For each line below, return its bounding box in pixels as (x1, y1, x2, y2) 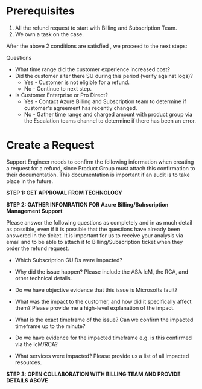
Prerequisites (6, 4, 75, 18)
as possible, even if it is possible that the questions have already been (6, 225, 180, 233)
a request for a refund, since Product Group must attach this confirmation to (6, 164, 195, 172)
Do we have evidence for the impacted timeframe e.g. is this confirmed (14, 334, 192, 341)
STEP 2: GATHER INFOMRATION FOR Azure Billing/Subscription (6, 201, 169, 208)
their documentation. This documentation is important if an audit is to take (6, 171, 190, 178)
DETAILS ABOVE (6, 376, 48, 384)
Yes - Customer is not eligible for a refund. (24, 79, 130, 86)
